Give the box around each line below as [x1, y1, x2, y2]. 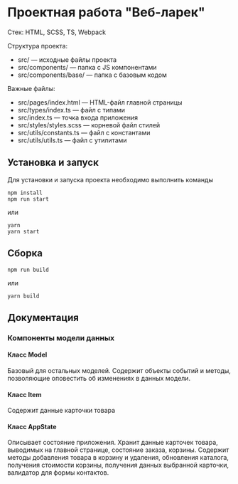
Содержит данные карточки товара [7, 406, 116, 415]
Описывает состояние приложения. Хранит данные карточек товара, [7, 438, 218, 447]
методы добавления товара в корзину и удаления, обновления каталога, [7, 453, 229, 462]
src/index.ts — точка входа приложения [17, 113, 139, 122]
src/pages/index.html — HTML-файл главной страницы [17, 98, 183, 107]
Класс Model [7, 350, 48, 359]
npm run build [7, 266, 50, 273]
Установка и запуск [7, 157, 99, 169]
